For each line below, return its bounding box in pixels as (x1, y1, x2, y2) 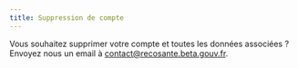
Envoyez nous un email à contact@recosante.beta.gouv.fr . (9, 47, 229, 59)
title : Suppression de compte (9, 13, 125, 23)
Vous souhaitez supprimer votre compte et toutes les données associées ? (9, 38, 290, 49)
